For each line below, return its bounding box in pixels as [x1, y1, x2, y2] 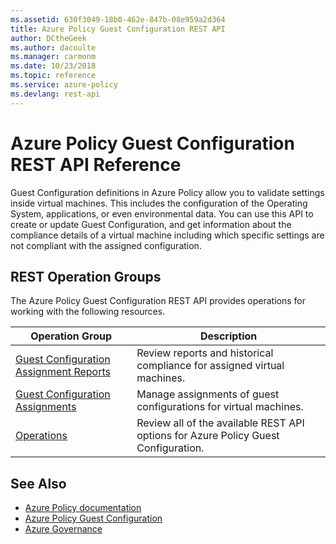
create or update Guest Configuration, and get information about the [10, 218, 292, 230]
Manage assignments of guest [136, 387, 280, 401]
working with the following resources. [10, 306, 166, 318]
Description [199, 329, 258, 343]
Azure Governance [24, 523, 103, 535]
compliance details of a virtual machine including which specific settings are [10, 229, 325, 241]
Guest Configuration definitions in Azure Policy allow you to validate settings [10, 186, 325, 198]
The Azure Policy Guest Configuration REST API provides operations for [10, 295, 306, 307]
